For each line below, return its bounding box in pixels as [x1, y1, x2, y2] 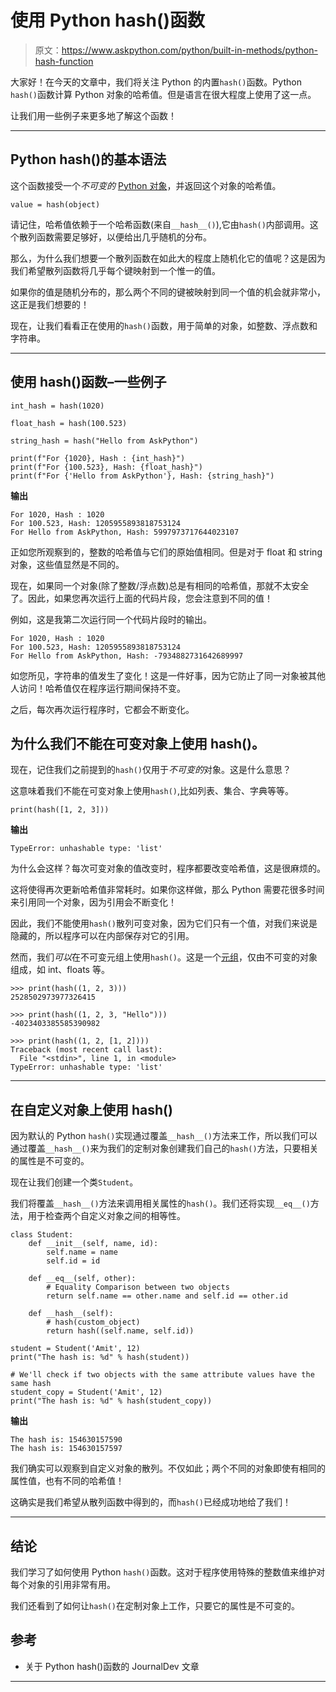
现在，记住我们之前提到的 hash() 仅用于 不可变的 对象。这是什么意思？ [10, 764, 292, 776]
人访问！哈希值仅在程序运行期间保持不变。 [10, 682, 186, 694]
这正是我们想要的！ [10, 298, 90, 310]
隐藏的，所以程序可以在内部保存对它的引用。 [10, 930, 195, 942]
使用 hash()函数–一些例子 [10, 374, 167, 391]
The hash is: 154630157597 [10, 1444, 123, 1454]
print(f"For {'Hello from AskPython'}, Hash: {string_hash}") [10, 471, 275, 481]
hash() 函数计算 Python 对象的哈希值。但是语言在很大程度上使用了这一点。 [10, 88, 317, 100]
